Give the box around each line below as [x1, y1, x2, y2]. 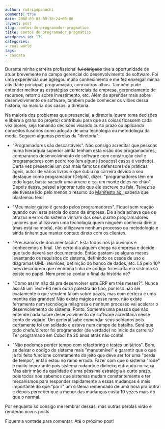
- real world [5, 44, 32, 49]
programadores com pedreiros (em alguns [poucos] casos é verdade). [12, 158, 155, 164]
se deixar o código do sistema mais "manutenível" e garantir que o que [12, 347, 156, 353]
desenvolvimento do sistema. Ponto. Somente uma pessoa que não [12, 306, 149, 312]
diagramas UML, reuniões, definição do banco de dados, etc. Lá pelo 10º [12, 260, 160, 266]
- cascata [5, 52, 26, 58]
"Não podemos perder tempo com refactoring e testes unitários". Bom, [12, 342, 156, 348]
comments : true [5, 12, 36, 17]
